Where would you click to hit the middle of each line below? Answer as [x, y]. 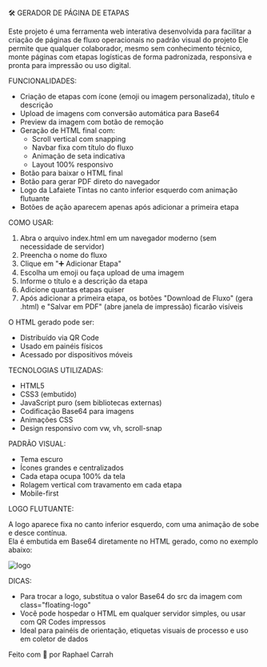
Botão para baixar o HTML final [71, 173]
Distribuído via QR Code [60, 338]
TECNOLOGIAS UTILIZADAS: [56, 370]
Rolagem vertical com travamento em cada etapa [101, 485]
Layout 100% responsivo [72, 165]
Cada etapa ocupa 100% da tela [72, 476]
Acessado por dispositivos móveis [76, 355]
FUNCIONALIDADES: [43, 81]
